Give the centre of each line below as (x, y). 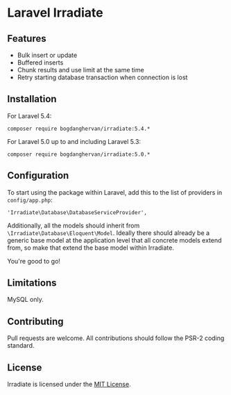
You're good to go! (34, 261)
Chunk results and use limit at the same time (80, 70)
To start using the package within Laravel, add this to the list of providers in (115, 192)
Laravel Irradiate (55, 13)
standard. (21, 346)
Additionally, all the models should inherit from (74, 225)
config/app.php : (30, 200)
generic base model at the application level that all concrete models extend (114, 240)
